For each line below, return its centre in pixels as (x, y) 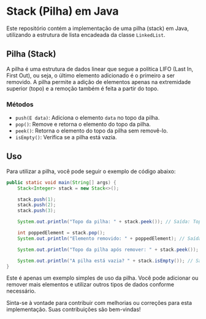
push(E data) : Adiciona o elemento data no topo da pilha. (87, 118)
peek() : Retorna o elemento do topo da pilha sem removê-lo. (92, 131)
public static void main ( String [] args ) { (61, 182)
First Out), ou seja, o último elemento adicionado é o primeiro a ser (91, 75)
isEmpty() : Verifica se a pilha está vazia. (66, 137)
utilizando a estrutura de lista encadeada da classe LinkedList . (86, 34)
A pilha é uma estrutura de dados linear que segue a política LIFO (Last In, (100, 69)
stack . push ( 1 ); (37, 199)
